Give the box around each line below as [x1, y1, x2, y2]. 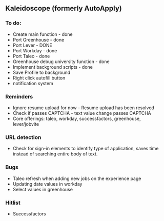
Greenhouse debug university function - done [12, 58, 110, 65]
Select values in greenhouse [12, 186, 73, 192]
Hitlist [5, 199, 20, 206]
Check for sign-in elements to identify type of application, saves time [12, 146, 159, 152]
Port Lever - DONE [12, 42, 52, 48]
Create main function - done [12, 31, 73, 37]
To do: [5, 19, 22, 27]
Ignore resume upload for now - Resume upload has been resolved [12, 105, 155, 111]
